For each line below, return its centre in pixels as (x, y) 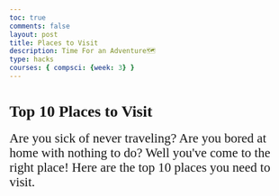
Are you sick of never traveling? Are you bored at (138, 138)
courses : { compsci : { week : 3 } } (72, 68)
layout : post (34, 34)
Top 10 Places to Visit (81, 112)
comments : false (40, 26)
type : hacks (31, 59)
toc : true (28, 18)
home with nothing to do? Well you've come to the (140, 152)
